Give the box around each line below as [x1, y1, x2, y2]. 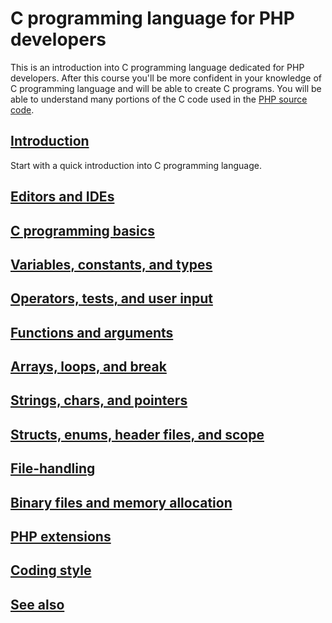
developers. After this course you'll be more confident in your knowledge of [10, 72, 322, 84]
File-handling [10, 460, 96, 477]
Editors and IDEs [10, 188, 115, 206]
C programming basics [10, 222, 155, 239]
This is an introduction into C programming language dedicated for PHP [10, 61, 305, 73]
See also [10, 596, 65, 613]
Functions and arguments [10, 324, 174, 341]
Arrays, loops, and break [10, 358, 167, 376]
